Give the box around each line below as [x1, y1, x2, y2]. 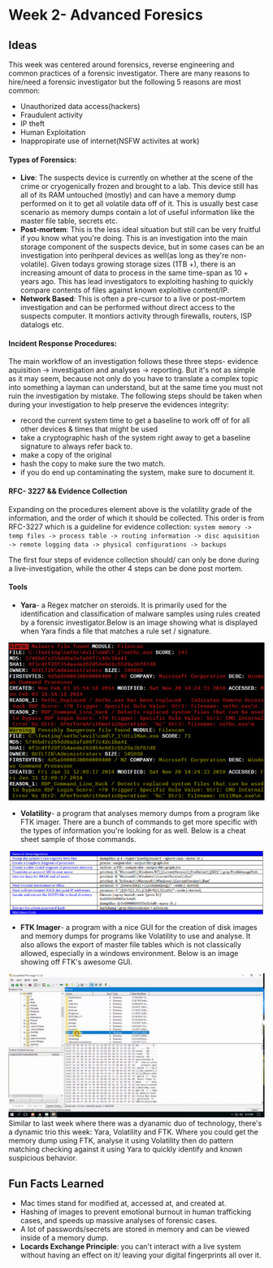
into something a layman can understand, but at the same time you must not [8, 383, 263, 393]
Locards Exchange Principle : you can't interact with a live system [19, 1242, 241, 1251]
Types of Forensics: [8, 155, 77, 165]
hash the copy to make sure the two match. [19, 458, 166, 469]
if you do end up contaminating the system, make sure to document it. [19, 467, 255, 477]
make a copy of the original [19, 450, 112, 460]
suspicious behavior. [8, 1153, 78, 1163]
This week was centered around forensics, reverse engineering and [8, 59, 235, 69]
